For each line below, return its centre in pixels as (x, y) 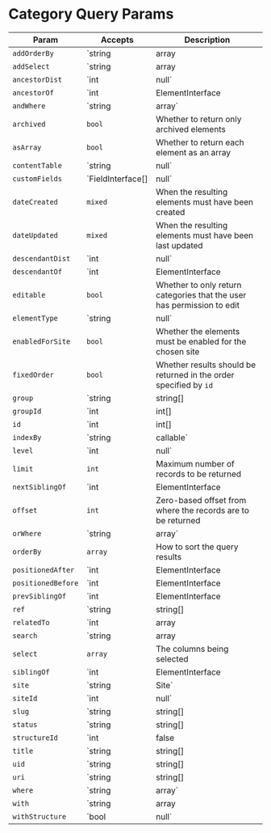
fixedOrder (33, 374)
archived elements (191, 129)
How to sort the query (198, 547)
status (25, 724)
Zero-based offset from (201, 500)
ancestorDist (38, 79)
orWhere (27, 533)
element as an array (194, 152)
